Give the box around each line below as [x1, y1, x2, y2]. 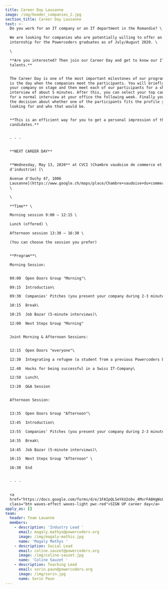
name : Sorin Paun [18, 576, 55, 581]
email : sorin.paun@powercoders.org [18, 567, 93, 572]
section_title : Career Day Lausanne [5, 17, 81, 22]
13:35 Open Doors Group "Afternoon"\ [9, 411, 91, 416]
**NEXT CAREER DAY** [9, 149, 52, 154]
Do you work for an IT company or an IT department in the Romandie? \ [9, 26, 162, 31]
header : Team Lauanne [9, 515, 55, 521]
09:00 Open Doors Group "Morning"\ [9, 275, 86, 281]
